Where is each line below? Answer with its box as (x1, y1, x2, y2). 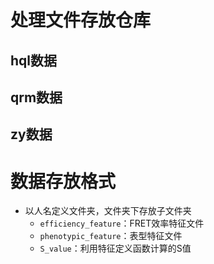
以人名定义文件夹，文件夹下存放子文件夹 (24, 205, 192, 217)
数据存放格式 (10, 170, 117, 193)
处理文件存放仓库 (10, 9, 152, 32)
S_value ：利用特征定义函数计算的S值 (39, 242, 192, 255)
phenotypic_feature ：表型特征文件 (39, 230, 183, 242)
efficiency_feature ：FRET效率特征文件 (39, 217, 205, 230)
